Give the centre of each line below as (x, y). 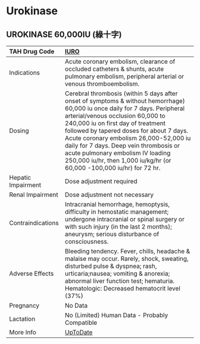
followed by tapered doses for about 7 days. (126, 131)
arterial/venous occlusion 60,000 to (115, 116)
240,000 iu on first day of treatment (115, 123)
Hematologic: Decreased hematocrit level (122, 288)
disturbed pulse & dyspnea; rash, (111, 266)
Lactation (22, 319)
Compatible (81, 323)
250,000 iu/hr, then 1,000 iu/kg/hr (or (118, 160)
